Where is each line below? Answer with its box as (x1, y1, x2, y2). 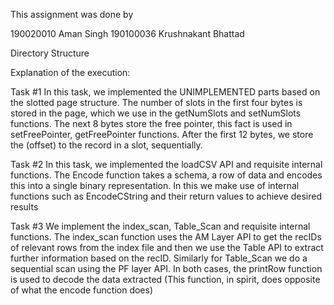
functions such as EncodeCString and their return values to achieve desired (10, 190, 322, 202)
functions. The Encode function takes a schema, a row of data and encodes (10, 169, 323, 181)
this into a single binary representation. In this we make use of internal (10, 180, 300, 191)
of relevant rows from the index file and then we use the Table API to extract (10, 242, 324, 253)
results (10, 201, 39, 213)
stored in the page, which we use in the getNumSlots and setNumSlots (10, 107, 302, 119)
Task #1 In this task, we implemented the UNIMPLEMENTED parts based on (10, 86, 321, 98)
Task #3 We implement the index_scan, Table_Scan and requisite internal (10, 220, 311, 232)
